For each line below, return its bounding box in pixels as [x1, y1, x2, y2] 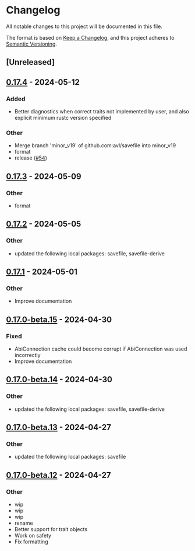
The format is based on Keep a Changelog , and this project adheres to [6, 34, 175, 41]
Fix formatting [14, 538, 48, 545]
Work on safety [14, 532, 51, 539]
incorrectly [14, 352, 41, 359]
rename [14, 519, 33, 526]
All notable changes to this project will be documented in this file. [6, 23, 163, 30]
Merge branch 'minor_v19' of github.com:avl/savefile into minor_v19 [14, 142, 176, 149]
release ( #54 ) [14, 154, 48, 161]
